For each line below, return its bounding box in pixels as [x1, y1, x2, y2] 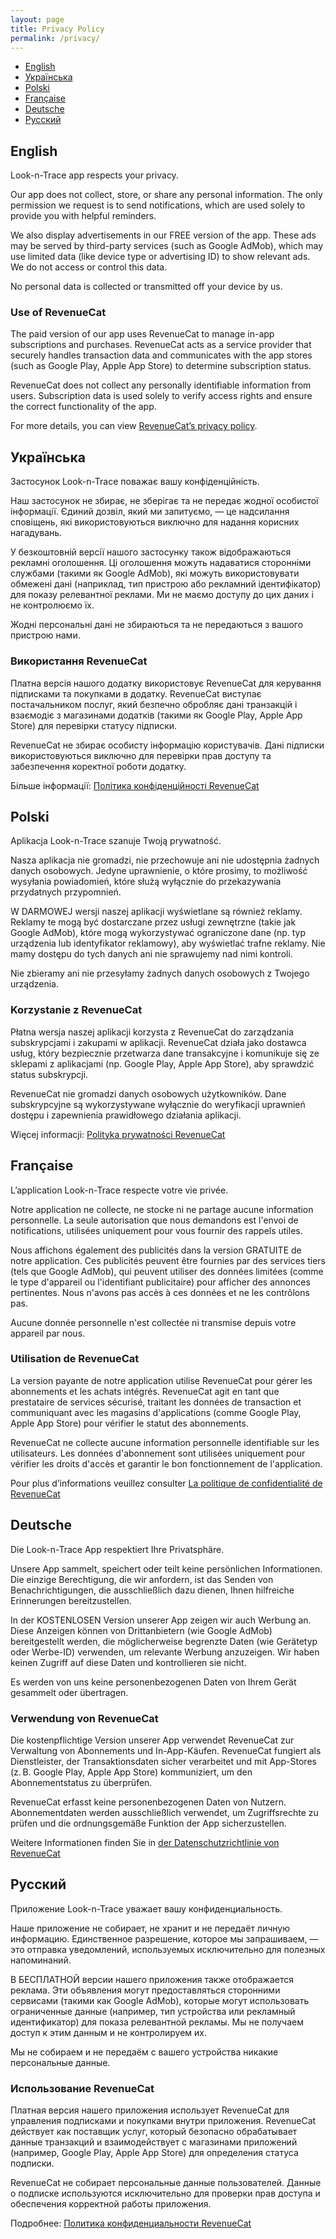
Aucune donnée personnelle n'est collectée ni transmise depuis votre [10, 1316, 297, 1328]
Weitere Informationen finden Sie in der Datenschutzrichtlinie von [10, 1836, 280, 1848]
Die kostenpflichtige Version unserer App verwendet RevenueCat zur [10, 1734, 295, 1746]
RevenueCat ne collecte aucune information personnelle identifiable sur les [10, 1436, 320, 1448]
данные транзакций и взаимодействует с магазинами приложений [10, 2136, 298, 2148]
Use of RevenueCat [10, 306, 107, 320]
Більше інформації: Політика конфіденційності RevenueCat [10, 779, 260, 791]
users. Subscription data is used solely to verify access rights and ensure [10, 390, 313, 402]
